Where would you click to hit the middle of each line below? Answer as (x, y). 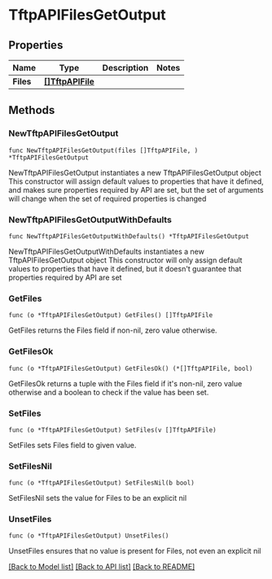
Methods (32, 110)
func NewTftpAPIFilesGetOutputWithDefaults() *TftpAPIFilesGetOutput (129, 236)
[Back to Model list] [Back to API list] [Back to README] (102, 567)
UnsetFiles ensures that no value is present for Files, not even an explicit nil (135, 551)
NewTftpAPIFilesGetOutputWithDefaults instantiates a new (107, 251)
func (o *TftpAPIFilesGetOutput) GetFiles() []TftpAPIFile (111, 316)
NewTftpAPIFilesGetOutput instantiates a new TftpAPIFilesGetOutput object (135, 172)
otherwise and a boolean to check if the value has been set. (109, 392)
